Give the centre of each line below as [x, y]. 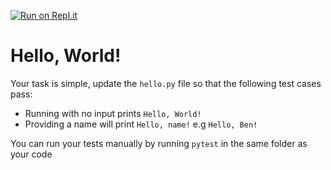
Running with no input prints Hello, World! [113, 113]
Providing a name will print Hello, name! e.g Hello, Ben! [141, 124]
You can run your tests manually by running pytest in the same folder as [159, 143]
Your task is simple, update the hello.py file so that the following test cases [166, 83]
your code [31, 154]
